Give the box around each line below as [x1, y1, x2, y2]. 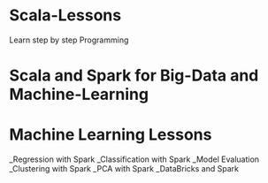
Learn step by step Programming [9, 34, 129, 45]
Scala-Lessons [9, 5, 122, 26]
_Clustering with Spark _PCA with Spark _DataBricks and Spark [9, 164, 239, 174]
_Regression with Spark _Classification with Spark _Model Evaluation [9, 154, 259, 164]
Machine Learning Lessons [9, 125, 212, 145]
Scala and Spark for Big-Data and [9, 65, 259, 86]
